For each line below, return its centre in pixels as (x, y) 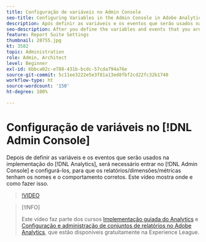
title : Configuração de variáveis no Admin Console (74, 12)
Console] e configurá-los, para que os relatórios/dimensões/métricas (94, 170)
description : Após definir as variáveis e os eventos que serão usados (100, 23)
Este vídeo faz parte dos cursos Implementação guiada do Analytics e (110, 219)
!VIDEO (30, 195)
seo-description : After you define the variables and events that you (98, 29)
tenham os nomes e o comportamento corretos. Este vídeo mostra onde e (100, 177)
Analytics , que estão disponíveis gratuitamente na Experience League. (110, 232)
